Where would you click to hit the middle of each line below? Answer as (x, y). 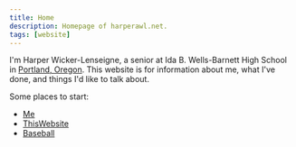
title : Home (32, 18)
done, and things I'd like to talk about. (79, 79)
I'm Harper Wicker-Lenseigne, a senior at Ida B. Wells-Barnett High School (148, 60)
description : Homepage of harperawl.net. (89, 26)
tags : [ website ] (40, 34)
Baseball (38, 133)
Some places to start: (49, 96)
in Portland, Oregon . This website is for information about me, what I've (143, 69)
